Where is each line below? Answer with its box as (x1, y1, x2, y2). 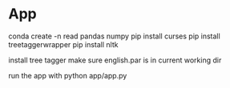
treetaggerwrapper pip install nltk (8, 39, 119, 49)
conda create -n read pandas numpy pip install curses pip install (8, 31, 220, 41)
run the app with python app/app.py (8, 70, 127, 80)
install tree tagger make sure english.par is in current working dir (8, 55, 222, 65)
